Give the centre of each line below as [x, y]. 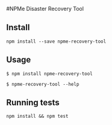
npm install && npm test [37, 117]
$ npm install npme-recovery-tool [50, 74]
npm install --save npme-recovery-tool [56, 41]
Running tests [33, 102]
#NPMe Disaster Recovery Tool [45, 9]
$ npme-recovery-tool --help [43, 84]
